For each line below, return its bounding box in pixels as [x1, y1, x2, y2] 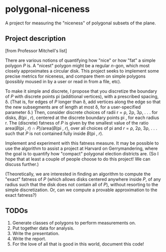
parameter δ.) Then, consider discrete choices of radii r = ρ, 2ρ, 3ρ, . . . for [5, 109, 158, 115]
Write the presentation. [12, 230, 60, 236]
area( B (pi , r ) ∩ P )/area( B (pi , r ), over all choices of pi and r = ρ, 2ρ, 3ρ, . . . [5, 125, 158, 131]
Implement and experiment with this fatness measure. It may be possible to [5, 140, 159, 146]
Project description [5, 34, 66, 43]
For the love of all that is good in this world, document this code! [12, 241, 144, 247]
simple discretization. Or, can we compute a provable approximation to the [5, 187, 158, 193]
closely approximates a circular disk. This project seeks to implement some [5, 68, 159, 74]
